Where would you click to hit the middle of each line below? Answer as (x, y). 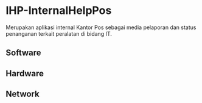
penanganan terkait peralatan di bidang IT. (59, 33)
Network (23, 94)
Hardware (25, 73)
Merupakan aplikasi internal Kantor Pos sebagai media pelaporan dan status (101, 27)
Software (23, 53)
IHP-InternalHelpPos (59, 11)
